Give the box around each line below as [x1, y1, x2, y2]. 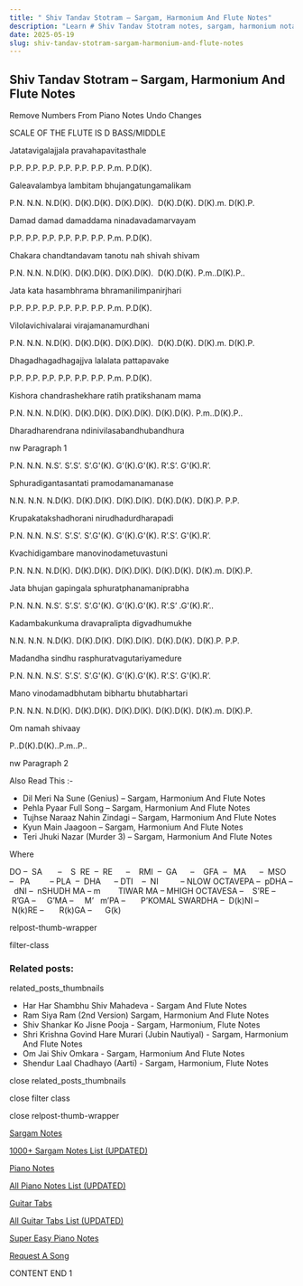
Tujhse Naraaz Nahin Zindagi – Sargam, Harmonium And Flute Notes [22, 812, 277, 823]
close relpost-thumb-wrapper [9, 1111, 120, 1122]
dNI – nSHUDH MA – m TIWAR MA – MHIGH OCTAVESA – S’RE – [13, 886, 277, 896]
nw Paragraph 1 [9, 443, 68, 454]
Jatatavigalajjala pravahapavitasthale [9, 145, 147, 156]
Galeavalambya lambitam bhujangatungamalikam [9, 180, 192, 191]
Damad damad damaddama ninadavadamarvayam [9, 215, 197, 226]
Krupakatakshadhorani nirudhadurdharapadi [9, 512, 174, 524]
